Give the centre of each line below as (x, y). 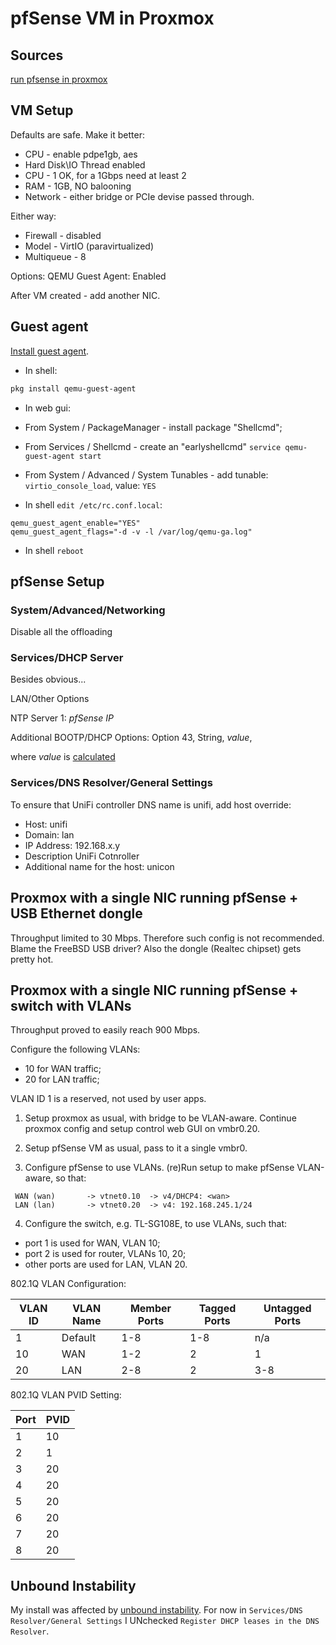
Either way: (33, 216)
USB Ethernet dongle (76, 913)
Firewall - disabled (63, 235)
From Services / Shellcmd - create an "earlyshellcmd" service (153, 446)
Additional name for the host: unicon (99, 866)
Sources (37, 55)
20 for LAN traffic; (62, 1079)
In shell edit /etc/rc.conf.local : (93, 504)
